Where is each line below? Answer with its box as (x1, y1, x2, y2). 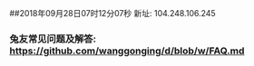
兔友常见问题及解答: (9, 33, 97, 45)
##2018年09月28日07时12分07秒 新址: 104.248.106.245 (9, 8, 216, 18)
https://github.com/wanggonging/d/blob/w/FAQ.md (9, 44, 245, 57)
